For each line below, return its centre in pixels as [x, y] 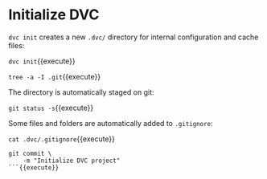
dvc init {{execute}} [42, 61]
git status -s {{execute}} [51, 108]
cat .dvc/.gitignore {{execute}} [62, 139]
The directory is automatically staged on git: [81, 92]
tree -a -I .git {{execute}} [55, 76]
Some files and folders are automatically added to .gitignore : [111, 123]
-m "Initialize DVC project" [72, 161]
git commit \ [30, 153]
